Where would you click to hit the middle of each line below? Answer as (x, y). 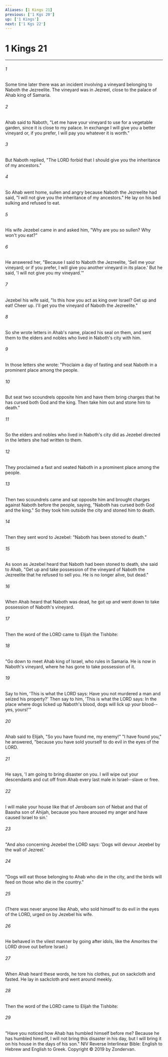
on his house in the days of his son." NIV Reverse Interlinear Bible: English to (84, 1044)
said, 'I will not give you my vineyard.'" (44, 273)
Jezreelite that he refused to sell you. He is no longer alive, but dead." (77, 575)
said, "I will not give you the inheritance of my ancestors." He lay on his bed (83, 198)
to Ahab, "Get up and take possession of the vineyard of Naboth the (75, 569)
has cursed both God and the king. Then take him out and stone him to (78, 402)
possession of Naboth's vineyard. (40, 607)
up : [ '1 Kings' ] (22, 19)
